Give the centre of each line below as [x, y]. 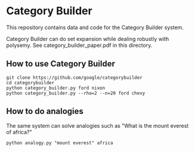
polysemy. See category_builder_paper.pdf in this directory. [79, 45]
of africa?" [19, 132]
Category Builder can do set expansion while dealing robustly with [88, 39]
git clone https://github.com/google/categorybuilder [75, 77]
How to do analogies [45, 111]
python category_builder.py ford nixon [56, 88]
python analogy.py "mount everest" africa [60, 143]
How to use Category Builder [61, 64]
